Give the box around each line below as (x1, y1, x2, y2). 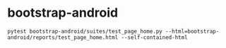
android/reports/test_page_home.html (7, 33, 119, 41)
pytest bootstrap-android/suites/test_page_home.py (7, 28, 162, 35)
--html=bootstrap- (165, 28, 220, 35)
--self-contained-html (121, 33, 189, 41)
